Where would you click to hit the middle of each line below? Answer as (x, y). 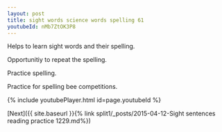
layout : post (26, 14)
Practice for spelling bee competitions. (62, 87)
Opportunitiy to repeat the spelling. (57, 60)
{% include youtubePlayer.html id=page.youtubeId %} (84, 100)
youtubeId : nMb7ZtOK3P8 (42, 26)
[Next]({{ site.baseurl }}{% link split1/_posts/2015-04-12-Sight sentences (111, 114)
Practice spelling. (32, 73)
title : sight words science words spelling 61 (76, 20)
